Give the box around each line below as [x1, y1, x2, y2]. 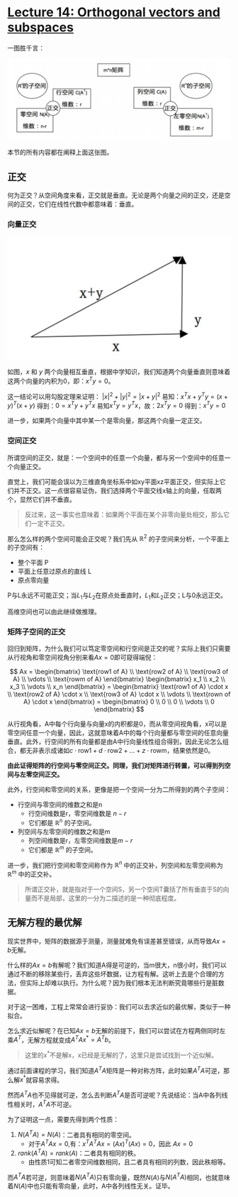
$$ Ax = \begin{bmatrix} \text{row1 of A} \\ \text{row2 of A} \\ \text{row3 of [9, 668, 229, 676]
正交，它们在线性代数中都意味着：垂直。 [19, 200, 138, 208]
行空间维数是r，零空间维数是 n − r [28, 810, 127, 818]
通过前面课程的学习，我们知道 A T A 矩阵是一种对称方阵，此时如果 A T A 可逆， [7, 1065, 224, 1075]
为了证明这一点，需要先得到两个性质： [7, 1115, 119, 1123]
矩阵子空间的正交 [7, 627, 66, 637]
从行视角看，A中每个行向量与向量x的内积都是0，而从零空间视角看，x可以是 [7, 719, 227, 728]
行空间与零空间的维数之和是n [17, 800, 103, 809]
